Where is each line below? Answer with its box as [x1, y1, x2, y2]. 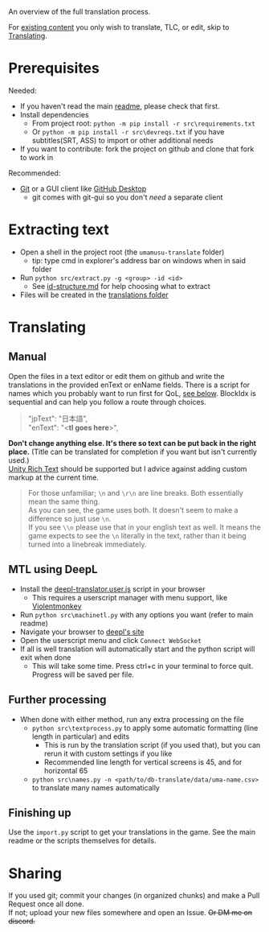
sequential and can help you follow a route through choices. [8, 397, 206, 406]
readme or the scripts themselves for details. [8, 836, 157, 846]
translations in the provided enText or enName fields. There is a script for [8, 380, 251, 390]
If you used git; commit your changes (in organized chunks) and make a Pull [8, 891, 260, 901]
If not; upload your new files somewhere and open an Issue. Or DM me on [8, 908, 253, 918]
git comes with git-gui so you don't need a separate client [31, 192, 223, 202]
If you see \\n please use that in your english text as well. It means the [27, 522, 261, 532]
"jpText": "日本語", [27, 414, 88, 423]
